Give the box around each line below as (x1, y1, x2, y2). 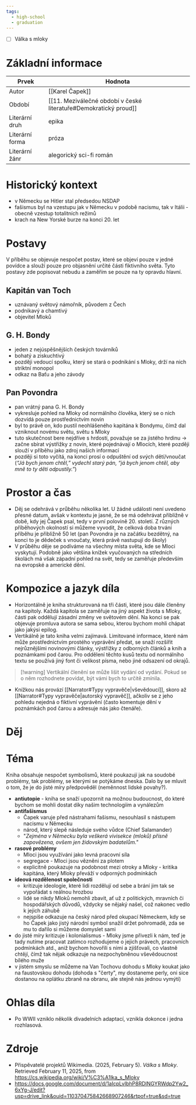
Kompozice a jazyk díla (6, 582, 120, 595)
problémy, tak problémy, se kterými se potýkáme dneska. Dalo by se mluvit (6, 777, 187, 784)
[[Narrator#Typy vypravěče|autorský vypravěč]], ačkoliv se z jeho (14, 692, 173, 699)
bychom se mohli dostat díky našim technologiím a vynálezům (14, 801, 164, 808)
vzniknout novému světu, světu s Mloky (14, 428, 110, 435)
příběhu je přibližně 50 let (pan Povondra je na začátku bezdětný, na (14, 530, 179, 537)
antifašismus (14, 807, 47, 814)
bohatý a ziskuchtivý (14, 352, 65, 359)
